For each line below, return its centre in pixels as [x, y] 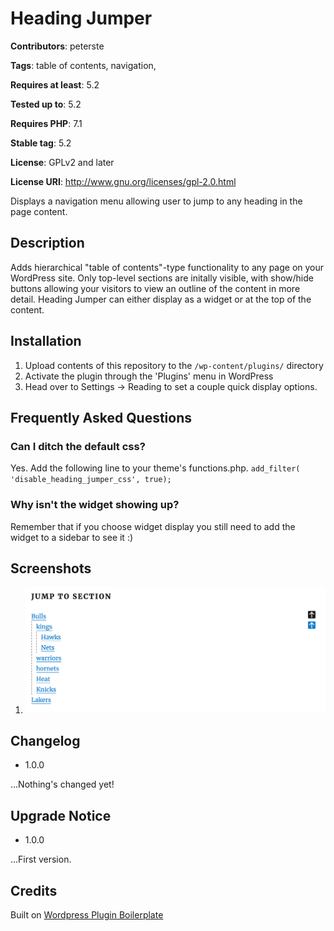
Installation [46, 341]
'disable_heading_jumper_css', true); [91, 480]
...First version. [41, 859]
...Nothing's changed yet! [62, 784]
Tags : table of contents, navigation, [83, 65]
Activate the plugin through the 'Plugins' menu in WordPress [149, 376]
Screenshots [51, 568]
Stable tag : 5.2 [41, 143]
